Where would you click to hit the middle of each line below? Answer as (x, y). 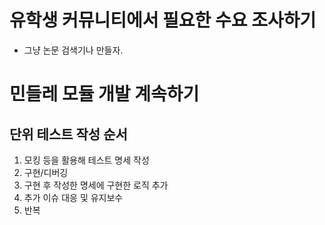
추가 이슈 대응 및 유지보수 (73, 197)
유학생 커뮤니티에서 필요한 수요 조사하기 (163, 20)
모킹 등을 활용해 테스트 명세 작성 (86, 160)
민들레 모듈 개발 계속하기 (104, 94)
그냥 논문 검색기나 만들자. (73, 50)
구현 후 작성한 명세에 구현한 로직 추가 (96, 185)
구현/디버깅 (46, 172)
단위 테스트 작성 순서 (68, 134)
